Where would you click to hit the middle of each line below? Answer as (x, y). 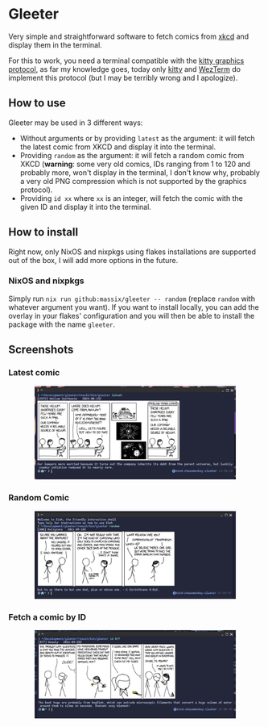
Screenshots (41, 350)
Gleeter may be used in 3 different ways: (76, 123)
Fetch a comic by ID (47, 616)
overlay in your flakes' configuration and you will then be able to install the (132, 315)
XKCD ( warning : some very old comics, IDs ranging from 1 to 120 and (135, 164)
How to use (37, 103)
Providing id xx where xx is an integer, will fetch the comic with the (131, 198)
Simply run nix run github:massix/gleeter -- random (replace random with (132, 299)
